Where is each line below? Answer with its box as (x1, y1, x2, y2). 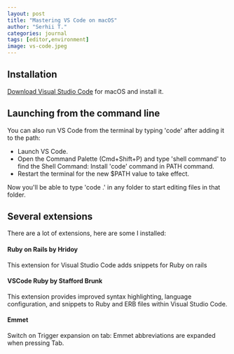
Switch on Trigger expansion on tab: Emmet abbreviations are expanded (7, 332, 216, 340)
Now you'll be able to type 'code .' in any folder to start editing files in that (7, 183, 221, 191)
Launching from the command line (7, 108, 160, 120)
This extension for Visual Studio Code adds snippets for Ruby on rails (7, 260, 207, 269)
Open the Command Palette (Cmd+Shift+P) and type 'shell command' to (17, 155, 226, 163)
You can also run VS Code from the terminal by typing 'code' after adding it (7, 126, 225, 134)
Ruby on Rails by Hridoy (7, 246, 78, 254)
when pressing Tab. (7, 339, 64, 347)
